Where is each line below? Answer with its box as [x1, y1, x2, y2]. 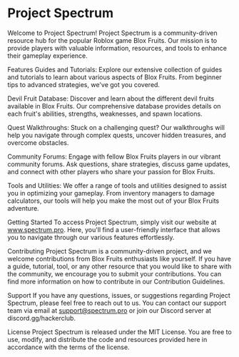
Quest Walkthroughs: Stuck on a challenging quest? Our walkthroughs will [7, 123, 225, 131]
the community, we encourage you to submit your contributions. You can [7, 269, 222, 278]
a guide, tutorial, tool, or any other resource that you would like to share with [7, 262, 232, 271]
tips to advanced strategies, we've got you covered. [7, 80, 161, 89]
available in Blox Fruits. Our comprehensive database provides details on [7, 101, 221, 110]
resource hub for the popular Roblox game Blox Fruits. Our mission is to [7, 36, 218, 44]
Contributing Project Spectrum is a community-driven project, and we [7, 246, 212, 255]
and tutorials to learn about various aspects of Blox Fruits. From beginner [7, 73, 223, 81]
